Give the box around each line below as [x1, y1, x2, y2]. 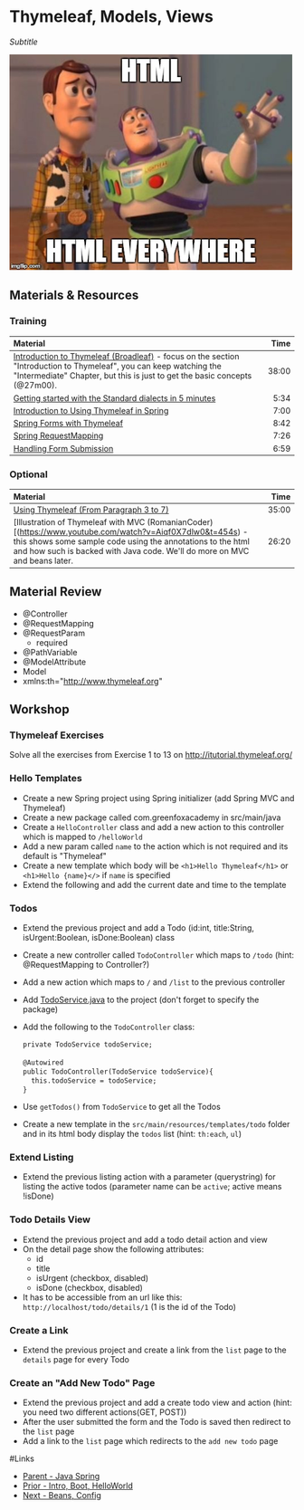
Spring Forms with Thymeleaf [13, 418, 124, 429]
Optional [9, 468, 48, 481]
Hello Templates [9, 772, 83, 785]
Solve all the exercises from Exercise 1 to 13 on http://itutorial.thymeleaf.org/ [9, 750, 292, 760]
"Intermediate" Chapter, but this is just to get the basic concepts [13, 370, 252, 381]
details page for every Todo [22, 1353, 129, 1364]
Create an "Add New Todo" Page [9, 1376, 156, 1389]
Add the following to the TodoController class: [22, 1021, 195, 1033]
